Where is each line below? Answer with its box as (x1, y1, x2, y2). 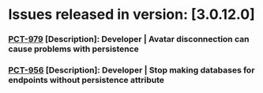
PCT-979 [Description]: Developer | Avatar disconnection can (8, 34, 250, 45)
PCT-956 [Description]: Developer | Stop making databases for (8, 65, 255, 76)
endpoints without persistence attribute (8, 75, 164, 86)
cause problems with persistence (8, 43, 140, 54)
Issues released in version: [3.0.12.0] (8, 6, 255, 24)
